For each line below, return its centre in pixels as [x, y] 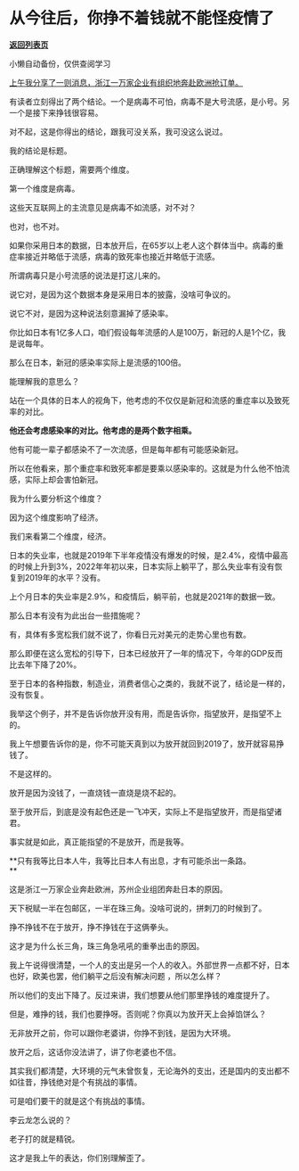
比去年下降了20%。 [45, 664]
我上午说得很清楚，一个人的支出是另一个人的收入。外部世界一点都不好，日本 [149, 965]
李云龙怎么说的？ [40, 1119]
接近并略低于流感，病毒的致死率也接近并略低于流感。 [122, 256]
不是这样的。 [32, 773]
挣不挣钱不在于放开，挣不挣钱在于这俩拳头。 [91, 927]
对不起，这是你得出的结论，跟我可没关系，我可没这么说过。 [118, 131]
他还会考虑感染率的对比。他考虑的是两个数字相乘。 [103, 430]
